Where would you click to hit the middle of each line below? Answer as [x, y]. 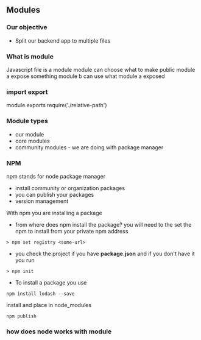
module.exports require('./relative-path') [57, 105]
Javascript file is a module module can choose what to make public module [101, 69]
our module [30, 134]
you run [25, 260]
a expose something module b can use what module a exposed [86, 76]
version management [42, 201]
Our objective [27, 27]
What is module [30, 56]
